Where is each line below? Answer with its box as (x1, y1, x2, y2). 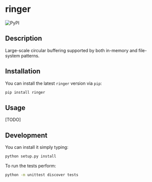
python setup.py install (5, 154, 56, 159)
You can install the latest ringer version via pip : (5, 80, 102, 86)
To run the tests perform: (5, 163, 56, 169)
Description (5, 34, 42, 43)
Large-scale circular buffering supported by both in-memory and (5, 47, 138, 53)
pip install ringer (5, 90, 46, 95)
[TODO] (5, 117, 21, 122)
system (5, 53, 20, 59)
